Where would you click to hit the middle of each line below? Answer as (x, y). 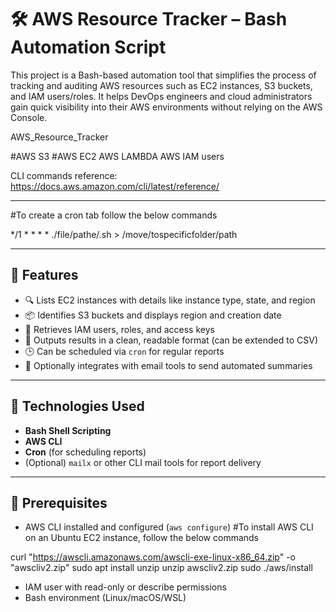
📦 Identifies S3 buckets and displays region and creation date (153, 315)
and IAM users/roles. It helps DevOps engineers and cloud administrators (161, 96)
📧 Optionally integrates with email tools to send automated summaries (168, 365)
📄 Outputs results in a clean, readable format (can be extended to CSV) (171, 340)
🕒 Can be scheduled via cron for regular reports (124, 351)
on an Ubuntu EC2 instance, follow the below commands (142, 538)
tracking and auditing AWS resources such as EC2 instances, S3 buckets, (161, 85)
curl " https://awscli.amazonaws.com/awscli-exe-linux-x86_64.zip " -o (153, 557)
